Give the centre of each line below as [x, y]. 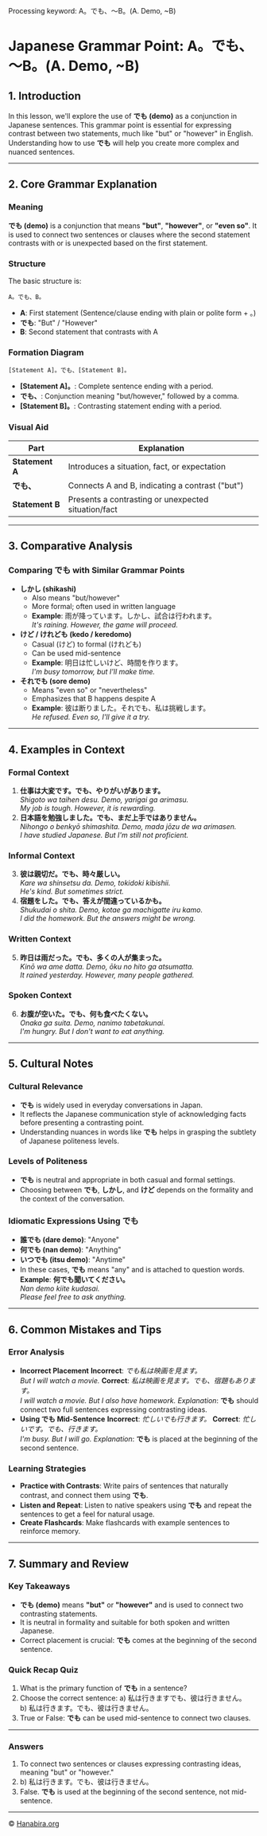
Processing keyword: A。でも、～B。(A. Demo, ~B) [92, 11]
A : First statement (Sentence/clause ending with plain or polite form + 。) [138, 313]
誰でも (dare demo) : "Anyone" [70, 1240]
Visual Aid [29, 427]
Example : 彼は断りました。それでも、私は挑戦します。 [121, 708]
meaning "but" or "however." [67, 1772]
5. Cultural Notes [51, 1064]
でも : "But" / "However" [58, 322]
